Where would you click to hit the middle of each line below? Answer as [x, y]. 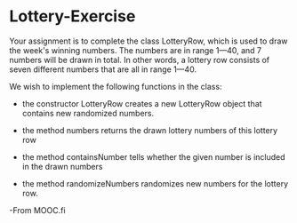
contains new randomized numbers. [88, 113]
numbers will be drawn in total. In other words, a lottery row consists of [140, 60]
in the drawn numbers [62, 166]
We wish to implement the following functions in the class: [116, 86]
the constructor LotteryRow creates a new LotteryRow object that [142, 103]
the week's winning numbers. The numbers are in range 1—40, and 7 [136, 50]
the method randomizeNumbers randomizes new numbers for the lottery [155, 183]
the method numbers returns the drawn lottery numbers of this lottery [150, 130]
